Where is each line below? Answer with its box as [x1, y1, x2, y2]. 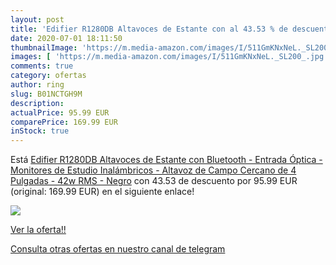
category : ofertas [10, 71, 87, 81]
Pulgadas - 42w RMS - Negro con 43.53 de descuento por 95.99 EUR [10, 175, 298, 187]
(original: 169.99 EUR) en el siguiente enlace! [10, 186, 195, 198]
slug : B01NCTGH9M [10, 89, 83, 99]
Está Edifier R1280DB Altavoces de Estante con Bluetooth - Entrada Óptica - [10, 154, 323, 166]
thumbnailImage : [10, 42, 78, 53]
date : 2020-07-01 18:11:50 [10, 33, 123, 43]
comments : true [10, 61, 74, 71]
